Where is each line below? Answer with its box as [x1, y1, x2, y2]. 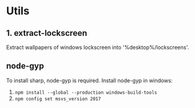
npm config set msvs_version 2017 [14, 95, 101, 102]
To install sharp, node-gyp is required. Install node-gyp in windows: [6, 76, 173, 84]
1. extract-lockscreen [6, 28, 87, 38]
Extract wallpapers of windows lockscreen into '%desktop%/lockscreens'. [6, 44, 190, 51]
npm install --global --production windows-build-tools [14, 90, 157, 95]
